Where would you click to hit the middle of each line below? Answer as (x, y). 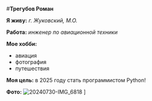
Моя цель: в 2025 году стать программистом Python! (76, 80)
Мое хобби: (22, 44)
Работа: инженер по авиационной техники (62, 32)
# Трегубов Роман (30, 9)
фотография (31, 62)
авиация (26, 56)
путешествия (32, 68)
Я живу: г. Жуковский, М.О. (42, 20)
